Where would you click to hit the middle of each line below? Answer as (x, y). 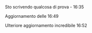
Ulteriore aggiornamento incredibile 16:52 (46, 25)
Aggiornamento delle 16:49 (32, 16)
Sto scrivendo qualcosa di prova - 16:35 (45, 7)
